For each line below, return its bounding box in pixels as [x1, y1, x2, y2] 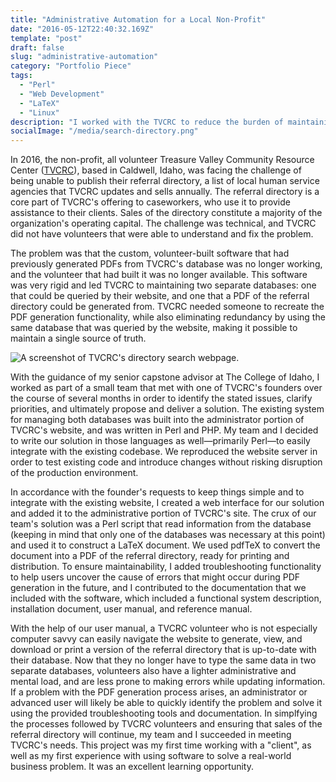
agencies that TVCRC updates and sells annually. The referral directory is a [10, 186, 320, 198]
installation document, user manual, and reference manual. [10, 603, 253, 615]
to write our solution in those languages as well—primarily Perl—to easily [10, 435, 311, 447]
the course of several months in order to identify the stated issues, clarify [10, 392, 313, 405]
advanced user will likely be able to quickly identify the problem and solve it [10, 697, 323, 709]
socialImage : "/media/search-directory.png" [10, 126, 199, 136]
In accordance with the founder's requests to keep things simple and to [10, 486, 305, 498]
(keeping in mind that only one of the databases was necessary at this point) [10, 529, 326, 541]
